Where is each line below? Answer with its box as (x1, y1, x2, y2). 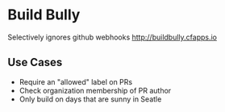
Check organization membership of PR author (19, 85, 172, 95)
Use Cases (7, 56, 63, 69)
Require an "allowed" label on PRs (19, 77, 133, 86)
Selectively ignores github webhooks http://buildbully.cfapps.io (7, 32, 217, 42)
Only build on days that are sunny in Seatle (19, 94, 162, 104)
